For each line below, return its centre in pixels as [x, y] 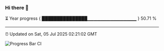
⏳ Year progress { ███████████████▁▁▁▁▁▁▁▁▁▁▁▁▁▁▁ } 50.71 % [81, 18]
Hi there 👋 [17, 8]
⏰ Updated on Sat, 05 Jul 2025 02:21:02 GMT [51, 34]
